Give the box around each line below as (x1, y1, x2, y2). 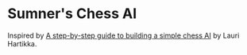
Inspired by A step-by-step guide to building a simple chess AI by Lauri (7, 31, 240, 40)
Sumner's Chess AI (7, 5, 137, 23)
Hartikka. (7, 38, 37, 48)
